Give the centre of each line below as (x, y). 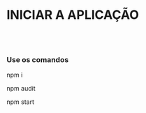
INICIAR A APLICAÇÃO (73, 15)
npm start (21, 102)
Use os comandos (38, 59)
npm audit (21, 89)
